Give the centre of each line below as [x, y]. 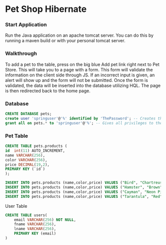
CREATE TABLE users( [26, 215]
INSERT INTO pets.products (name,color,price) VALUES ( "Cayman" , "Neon [80, 192]
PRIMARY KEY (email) [35, 234]
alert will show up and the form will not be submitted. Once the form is [77, 80]
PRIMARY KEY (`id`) [25, 169]
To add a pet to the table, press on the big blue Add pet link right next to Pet [82, 64]
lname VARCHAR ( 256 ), [35, 229]
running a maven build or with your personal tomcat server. [65, 41]
